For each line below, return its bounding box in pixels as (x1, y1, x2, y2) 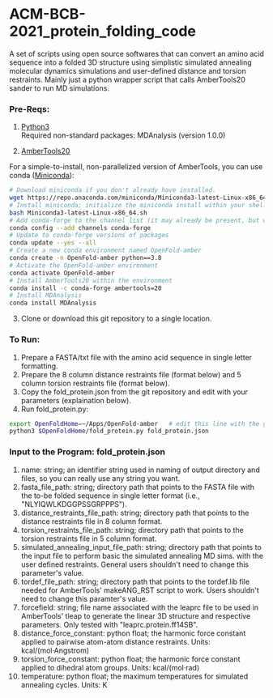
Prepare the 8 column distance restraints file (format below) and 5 (20, 369, 241, 379)
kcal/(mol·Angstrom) (20, 645, 90, 655)
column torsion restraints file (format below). (20, 378, 170, 388)
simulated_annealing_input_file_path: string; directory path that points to (20, 542, 262, 551)
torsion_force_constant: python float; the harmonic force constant (20, 653, 241, 664)
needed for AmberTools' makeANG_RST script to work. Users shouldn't (20, 585, 260, 595)
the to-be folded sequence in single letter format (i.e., (20, 491, 201, 500)
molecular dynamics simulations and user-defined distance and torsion (9, 66, 246, 75)
